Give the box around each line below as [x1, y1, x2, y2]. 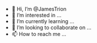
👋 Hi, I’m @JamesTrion [11, 6, 66, 12]
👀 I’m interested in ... [11, 12, 62, 19]
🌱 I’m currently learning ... [11, 18, 75, 24]
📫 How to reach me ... [11, 31, 66, 37]
